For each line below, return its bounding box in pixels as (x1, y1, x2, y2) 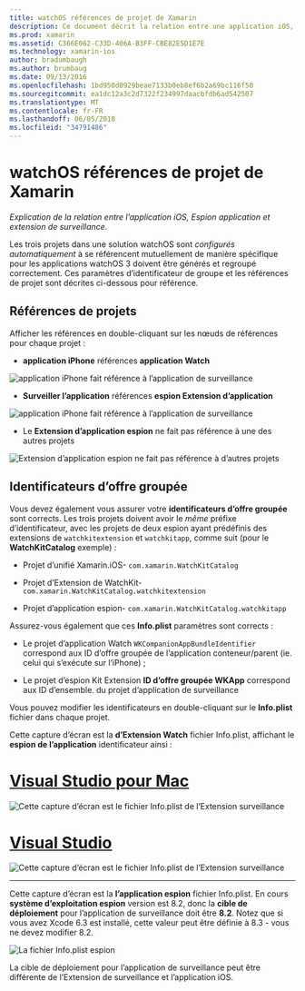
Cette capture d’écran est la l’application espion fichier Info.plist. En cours (9, 888, 289, 899)
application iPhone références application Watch (22, 355, 211, 366)
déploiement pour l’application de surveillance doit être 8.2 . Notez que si (9, 907, 284, 918)
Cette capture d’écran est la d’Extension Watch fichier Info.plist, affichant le (9, 728, 295, 740)
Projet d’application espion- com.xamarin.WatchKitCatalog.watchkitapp (22, 602, 287, 613)
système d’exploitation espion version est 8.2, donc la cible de (9, 898, 248, 909)
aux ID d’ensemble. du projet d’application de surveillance (22, 684, 239, 695)
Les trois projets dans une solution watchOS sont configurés (9, 238, 236, 250)
